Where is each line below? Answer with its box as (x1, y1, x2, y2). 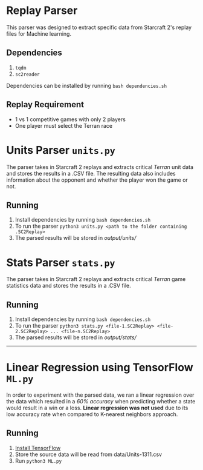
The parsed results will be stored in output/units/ (14, 234, 137, 242)
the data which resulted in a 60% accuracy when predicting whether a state (6, 398, 196, 405)
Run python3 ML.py (14, 457, 62, 464)
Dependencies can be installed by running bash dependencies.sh (6, 82, 167, 89)
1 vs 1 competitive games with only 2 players (14, 116, 126, 123)
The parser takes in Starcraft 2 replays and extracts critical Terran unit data (6, 163, 194, 170)
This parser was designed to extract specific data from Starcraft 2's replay (6, 24, 192, 31)
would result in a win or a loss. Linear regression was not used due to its (6, 404, 188, 411)
